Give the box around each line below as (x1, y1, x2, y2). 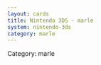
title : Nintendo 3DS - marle (7, 17, 94, 24)
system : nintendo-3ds (7, 23, 72, 30)
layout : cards (7, 10, 50, 18)
